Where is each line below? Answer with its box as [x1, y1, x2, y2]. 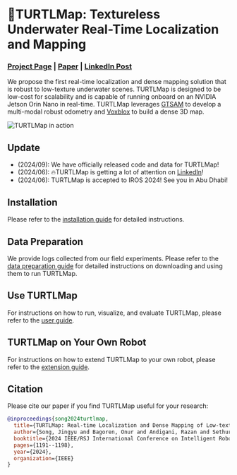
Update [7, 141, 41, 154]
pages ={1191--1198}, [13, 441, 74, 449]
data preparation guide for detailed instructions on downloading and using [7, 261, 224, 270]
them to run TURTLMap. [7, 269, 78, 277]
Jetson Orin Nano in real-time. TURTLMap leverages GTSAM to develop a [7, 100, 221, 109]
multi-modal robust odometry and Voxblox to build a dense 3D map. [7, 107, 205, 116]
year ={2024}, [13, 448, 52, 455]
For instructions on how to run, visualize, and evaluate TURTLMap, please [7, 308, 222, 317]
